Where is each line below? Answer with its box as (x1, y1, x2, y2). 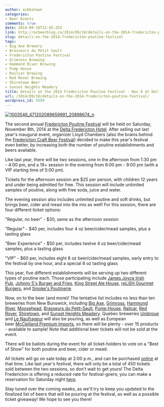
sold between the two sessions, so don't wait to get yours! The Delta (5, 366, 143, 372)
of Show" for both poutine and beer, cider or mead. (5, 346, 108, 352)
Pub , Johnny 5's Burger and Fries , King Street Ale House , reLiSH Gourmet (5, 280, 154, 287)
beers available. (5, 147, 37, 153)
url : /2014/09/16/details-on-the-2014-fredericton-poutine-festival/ (5, 94, 150, 98)
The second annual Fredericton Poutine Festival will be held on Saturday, (5, 121, 152, 127)
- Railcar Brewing (5, 71, 42, 76)
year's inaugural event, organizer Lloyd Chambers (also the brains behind (5, 132, 153, 138)
